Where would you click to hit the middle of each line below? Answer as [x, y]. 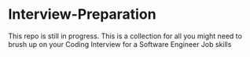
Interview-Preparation [82, 14]
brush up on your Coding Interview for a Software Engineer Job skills [120, 44]
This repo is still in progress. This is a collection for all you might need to [125, 36]
